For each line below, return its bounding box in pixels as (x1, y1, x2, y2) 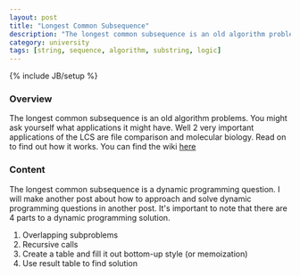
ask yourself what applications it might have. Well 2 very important (9, 122, 254, 134)
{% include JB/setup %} (9, 70, 98, 81)
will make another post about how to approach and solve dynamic (9, 193, 252, 204)
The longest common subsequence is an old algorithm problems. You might (9, 113, 287, 124)
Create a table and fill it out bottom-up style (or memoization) (21, 248, 248, 259)
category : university (9, 37, 90, 47)
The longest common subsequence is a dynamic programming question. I (9, 183, 280, 194)
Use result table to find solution (21, 257, 138, 268)
